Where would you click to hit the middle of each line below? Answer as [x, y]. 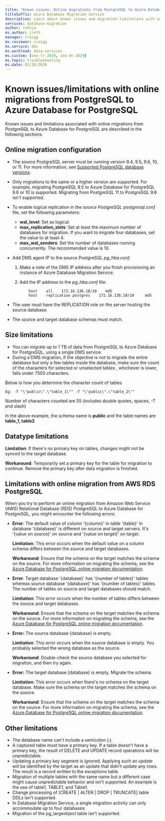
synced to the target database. [36, 453]
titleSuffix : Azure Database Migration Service [55, 14]
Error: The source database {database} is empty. [62, 633]
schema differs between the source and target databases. [71, 549]
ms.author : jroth [23, 33]
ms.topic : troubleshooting [33, 60]
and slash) [16, 406]
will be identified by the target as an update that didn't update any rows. [85, 766]
